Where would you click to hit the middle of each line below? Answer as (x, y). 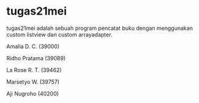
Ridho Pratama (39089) (36, 58)
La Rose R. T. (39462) (34, 70)
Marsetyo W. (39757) (33, 82)
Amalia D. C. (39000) (33, 46)
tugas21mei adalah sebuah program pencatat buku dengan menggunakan (100, 28)
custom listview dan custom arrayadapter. (59, 34)
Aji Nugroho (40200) (33, 93)
